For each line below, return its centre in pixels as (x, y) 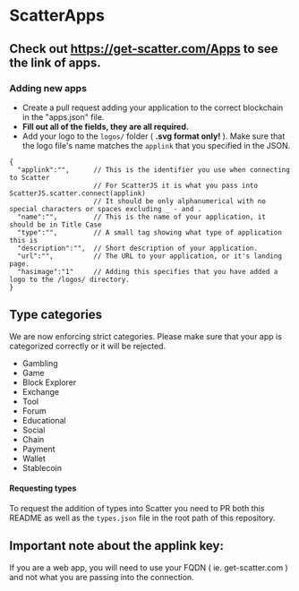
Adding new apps (48, 88)
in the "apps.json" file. (63, 116)
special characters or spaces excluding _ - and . (106, 209)
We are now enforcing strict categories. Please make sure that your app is (145, 336)
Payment (38, 449)
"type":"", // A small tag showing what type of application (149, 232)
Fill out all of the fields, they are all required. (106, 126)
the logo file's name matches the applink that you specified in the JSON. (156, 145)
